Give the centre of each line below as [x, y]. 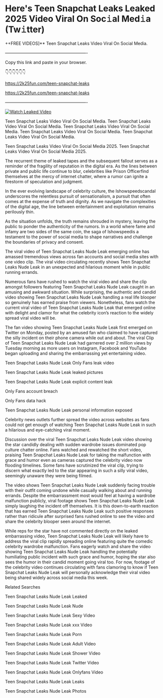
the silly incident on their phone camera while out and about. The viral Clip [80, 338]
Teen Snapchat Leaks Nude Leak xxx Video [49, 625]
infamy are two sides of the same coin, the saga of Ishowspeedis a [72, 231]
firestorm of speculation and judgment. [44, 182]
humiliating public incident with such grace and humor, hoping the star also [80, 556]
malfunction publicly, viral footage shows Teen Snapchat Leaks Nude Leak [80, 500]
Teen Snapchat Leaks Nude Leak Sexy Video [50, 615]
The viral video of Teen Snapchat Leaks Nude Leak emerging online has [77, 251]
